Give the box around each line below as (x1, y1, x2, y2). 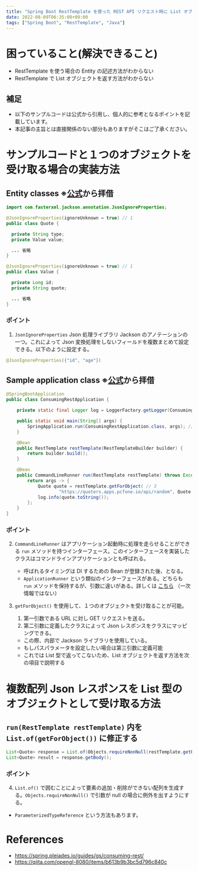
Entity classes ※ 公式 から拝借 (6, 188, 114, 198)
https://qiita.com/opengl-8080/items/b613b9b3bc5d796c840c (14, 859, 167, 866)
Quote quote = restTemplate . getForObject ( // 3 (37, 483, 157, 489)
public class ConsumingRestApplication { (6, 397, 110, 403)
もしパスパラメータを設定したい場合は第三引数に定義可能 (23, 644, 163, 651)
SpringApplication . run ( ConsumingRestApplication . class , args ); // (27, 423, 194, 429)
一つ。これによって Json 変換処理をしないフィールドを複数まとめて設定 (14, 338, 189, 345)
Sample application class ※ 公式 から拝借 (6, 376, 155, 386)
